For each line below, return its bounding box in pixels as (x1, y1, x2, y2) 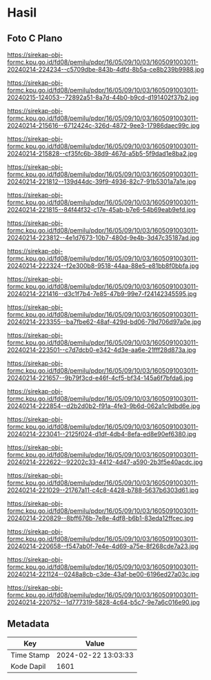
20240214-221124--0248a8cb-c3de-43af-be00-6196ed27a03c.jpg (7, 570, 200, 578)
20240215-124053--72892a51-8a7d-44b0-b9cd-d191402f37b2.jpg (7, 93, 199, 101)
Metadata (7, 618, 50, 630)
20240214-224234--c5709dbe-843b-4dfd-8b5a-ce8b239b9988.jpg (7, 66, 205, 73)
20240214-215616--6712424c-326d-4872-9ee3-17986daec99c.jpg (7, 122, 200, 129)
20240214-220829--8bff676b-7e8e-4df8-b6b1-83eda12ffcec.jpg (7, 514, 194, 522)
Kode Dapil (10, 661, 46, 671)
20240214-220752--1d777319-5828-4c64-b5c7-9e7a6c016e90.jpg (7, 599, 200, 606)
